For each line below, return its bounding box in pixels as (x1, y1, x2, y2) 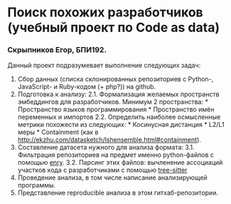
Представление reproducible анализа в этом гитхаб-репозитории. (17, 188, 219, 197)
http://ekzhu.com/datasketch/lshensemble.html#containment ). (17, 136, 201, 144)
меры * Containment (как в (17, 128, 99, 136)
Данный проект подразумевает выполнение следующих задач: (7, 61, 201, 70)
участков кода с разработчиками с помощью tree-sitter (17, 165, 188, 175)
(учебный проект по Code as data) (7, 19, 220, 36)
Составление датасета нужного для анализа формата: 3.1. (17, 143, 195, 152)
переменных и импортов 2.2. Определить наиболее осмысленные (17, 113, 221, 121)
